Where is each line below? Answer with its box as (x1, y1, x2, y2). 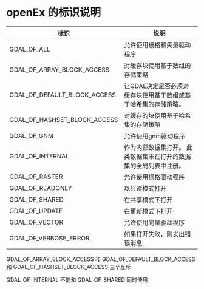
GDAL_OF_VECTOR (9, 218, 64, 226)
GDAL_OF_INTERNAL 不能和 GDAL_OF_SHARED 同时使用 (6, 276, 148, 283)
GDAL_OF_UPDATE (9, 206, 63, 215)
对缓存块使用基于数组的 (123, 61, 191, 70)
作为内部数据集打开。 (123, 143, 185, 152)
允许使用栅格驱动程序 (123, 172, 185, 181)
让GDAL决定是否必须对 (123, 81, 189, 90)
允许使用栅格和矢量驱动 (123, 41, 191, 49)
